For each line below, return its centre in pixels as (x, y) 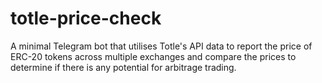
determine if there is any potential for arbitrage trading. (123, 67)
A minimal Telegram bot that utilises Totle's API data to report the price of (161, 46)
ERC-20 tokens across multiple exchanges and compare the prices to (153, 56)
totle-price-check (86, 18)
